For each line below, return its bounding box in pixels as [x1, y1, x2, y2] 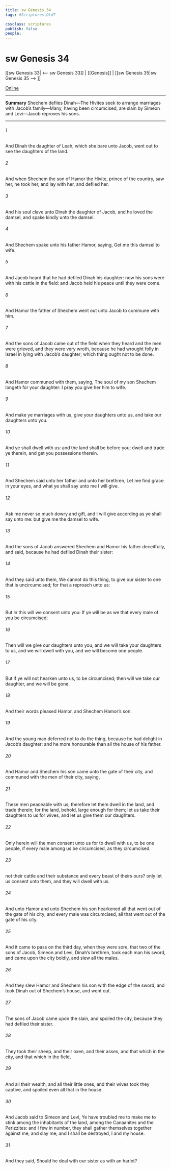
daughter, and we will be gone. [5, 680, 70, 687]
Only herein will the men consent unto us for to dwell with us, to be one [5, 840, 154, 846]
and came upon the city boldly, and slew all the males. [5, 955, 119, 961]
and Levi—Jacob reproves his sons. [5, 111, 80, 117]
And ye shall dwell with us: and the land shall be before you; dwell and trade [5, 445, 165, 451]
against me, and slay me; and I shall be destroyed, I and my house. [5, 1130, 145, 1136]
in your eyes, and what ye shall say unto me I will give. [5, 483, 119, 489]
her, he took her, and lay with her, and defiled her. [5, 181, 109, 187]
